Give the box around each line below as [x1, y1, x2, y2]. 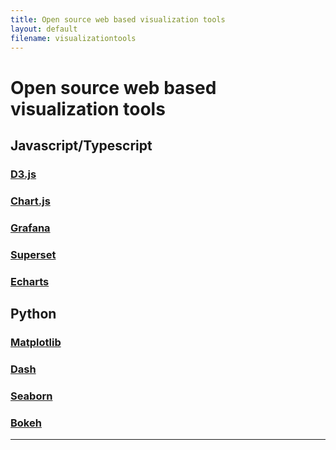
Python [10, 305, 57, 322]
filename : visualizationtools [10, 33, 137, 43]
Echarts [10, 274, 50, 288]
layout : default [10, 24, 78, 34]
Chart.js [10, 194, 51, 208]
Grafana [10, 221, 51, 235]
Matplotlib [10, 335, 62, 349]
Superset [10, 247, 57, 261]
